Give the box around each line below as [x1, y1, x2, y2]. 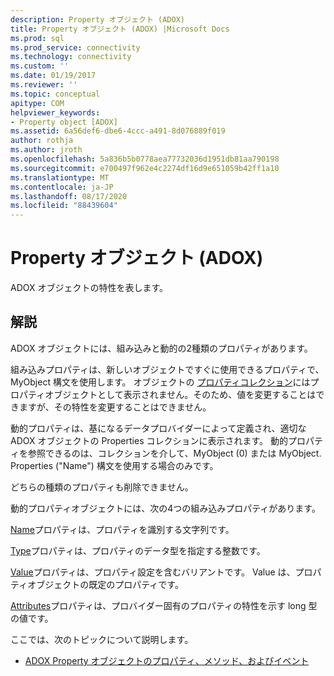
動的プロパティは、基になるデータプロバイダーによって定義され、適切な [10, 422, 307, 434]
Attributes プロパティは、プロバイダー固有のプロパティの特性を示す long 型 [10, 599, 318, 611]
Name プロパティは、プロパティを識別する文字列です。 [10, 523, 235, 535]
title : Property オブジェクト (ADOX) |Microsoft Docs [10, 24, 230, 34]
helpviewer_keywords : [10, 107, 101, 118]
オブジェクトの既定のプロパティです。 [27, 578, 184, 590]
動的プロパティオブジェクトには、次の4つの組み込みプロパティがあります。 [10, 502, 321, 514]
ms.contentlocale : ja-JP [10, 182, 114, 192]
